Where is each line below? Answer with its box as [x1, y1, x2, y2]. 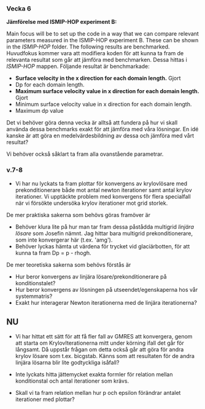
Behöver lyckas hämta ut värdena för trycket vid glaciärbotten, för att [15, 242, 190, 250]
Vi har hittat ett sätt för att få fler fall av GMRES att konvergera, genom [15, 333, 193, 340]
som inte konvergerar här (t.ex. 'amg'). [15, 236, 113, 243]
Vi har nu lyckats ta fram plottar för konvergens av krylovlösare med [15, 180, 188, 187]
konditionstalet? [15, 279, 56, 286]
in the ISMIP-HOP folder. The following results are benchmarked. [6, 43, 170, 50]
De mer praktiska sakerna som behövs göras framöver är [6, 211, 150, 218]
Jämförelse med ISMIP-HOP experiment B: [6, 18, 117, 26]
